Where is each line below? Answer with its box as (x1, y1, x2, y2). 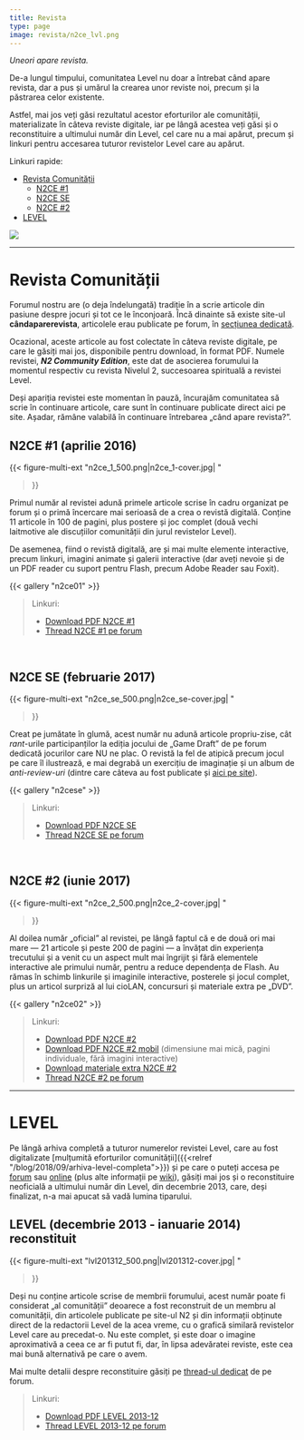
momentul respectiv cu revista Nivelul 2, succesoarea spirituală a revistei (9, 365, 282, 377)
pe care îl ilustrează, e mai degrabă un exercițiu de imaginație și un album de (9, 757, 295, 768)
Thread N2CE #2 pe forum (44, 1072, 145, 1082)
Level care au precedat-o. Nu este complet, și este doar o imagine (9, 1328, 256, 1339)
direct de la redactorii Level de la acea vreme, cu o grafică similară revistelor (9, 1319, 295, 1330)
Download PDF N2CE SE (44, 819, 138, 830)
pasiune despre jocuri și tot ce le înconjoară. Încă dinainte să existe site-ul (9, 309, 286, 320)
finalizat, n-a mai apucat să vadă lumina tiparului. (9, 1190, 193, 1201)
